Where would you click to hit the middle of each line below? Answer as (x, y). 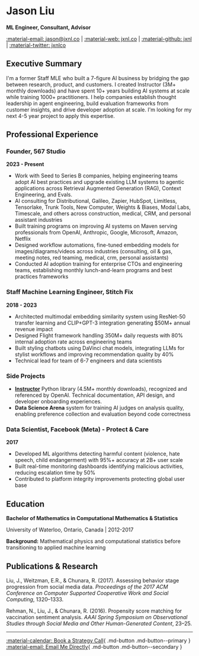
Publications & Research (52, 566)
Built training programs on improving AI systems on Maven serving (96, 226)
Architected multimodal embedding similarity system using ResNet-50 (100, 316)
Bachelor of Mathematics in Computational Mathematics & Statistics (92, 518)
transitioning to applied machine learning (56, 547)
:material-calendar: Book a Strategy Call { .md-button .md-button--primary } (98, 640)
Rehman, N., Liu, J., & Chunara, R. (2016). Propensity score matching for (94, 611)
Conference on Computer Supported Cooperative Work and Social (87, 593)
